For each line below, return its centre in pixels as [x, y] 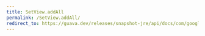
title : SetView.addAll [35, 12]
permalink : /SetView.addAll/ [43, 18]
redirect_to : [23, 23]
